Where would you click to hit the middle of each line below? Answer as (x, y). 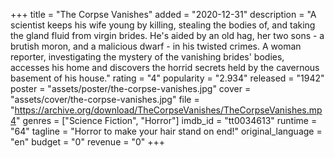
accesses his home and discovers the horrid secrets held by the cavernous (165, 67)
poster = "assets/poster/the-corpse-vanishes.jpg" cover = (131, 88)
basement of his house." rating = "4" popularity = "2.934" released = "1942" (167, 78)
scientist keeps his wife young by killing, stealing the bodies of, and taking (163, 25)
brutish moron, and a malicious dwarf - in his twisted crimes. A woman (156, 46)
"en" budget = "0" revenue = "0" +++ (88, 142)
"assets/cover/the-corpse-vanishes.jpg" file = (105, 99)
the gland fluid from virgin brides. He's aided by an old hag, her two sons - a (167, 35)
